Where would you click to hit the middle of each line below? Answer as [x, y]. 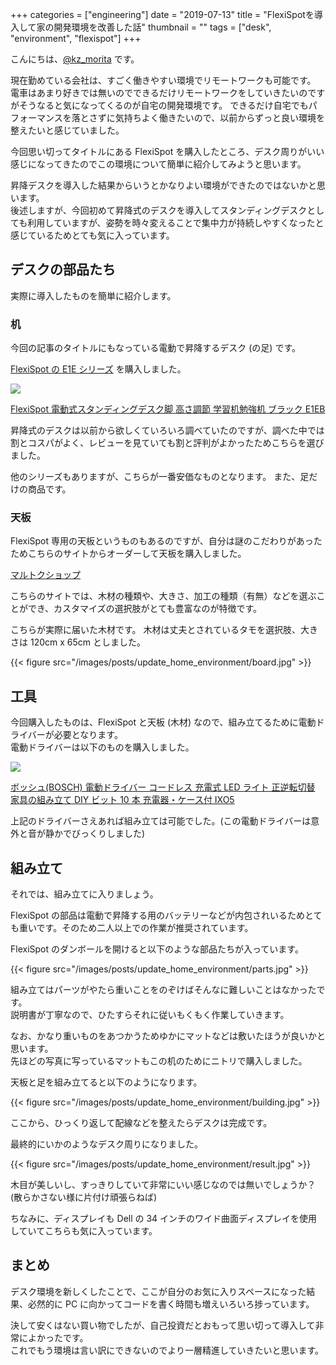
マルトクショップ [45, 575]
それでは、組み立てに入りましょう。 [84, 894]
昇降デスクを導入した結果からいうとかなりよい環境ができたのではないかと [163, 185]
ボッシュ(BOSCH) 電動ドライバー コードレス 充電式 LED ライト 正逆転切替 [163, 787]
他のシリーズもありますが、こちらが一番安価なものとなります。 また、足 [160, 477]
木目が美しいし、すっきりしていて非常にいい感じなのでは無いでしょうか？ [163, 1185]
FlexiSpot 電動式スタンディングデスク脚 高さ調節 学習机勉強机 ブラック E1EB [168, 409]
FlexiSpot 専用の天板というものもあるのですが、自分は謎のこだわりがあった [166, 541]
